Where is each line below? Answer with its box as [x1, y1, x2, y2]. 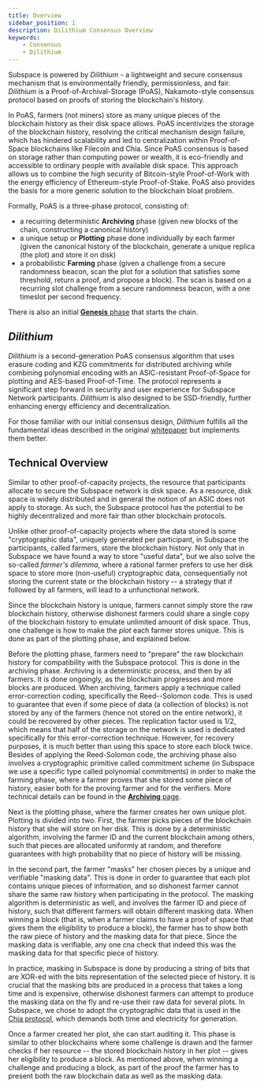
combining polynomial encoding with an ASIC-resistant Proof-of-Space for [8, 368, 251, 377]
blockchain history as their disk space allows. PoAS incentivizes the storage [8, 119, 255, 128]
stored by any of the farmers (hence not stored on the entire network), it [8, 707, 243, 717]
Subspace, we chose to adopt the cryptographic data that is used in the [8, 1005, 241, 1015]
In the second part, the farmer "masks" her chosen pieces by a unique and [8, 864, 251, 873]
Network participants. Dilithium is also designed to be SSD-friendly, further [8, 392, 251, 403]
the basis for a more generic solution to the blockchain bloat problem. [8, 186, 235, 195]
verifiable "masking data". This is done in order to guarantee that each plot [8, 872, 251, 882]
